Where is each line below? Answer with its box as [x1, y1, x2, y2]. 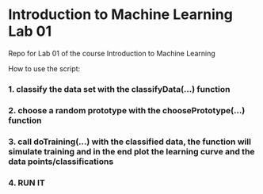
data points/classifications [8, 156, 114, 167]
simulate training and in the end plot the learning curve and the [8, 146, 255, 157]
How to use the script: [8, 63, 81, 73]
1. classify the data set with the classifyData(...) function [8, 83, 231, 94]
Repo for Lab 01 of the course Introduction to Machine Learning [8, 48, 215, 58]
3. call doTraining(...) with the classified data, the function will [8, 136, 252, 147]
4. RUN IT [8, 177, 45, 188]
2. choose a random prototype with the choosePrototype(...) [8, 105, 246, 116]
